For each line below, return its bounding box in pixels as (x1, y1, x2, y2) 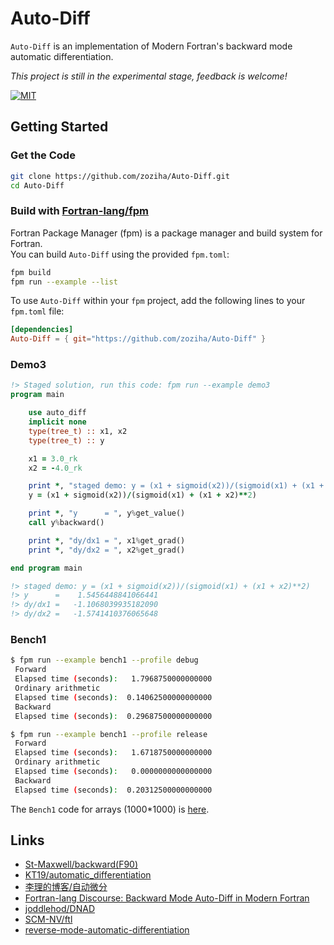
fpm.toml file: (10, 305, 65, 317)
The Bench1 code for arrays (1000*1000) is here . (10, 803, 210, 815)
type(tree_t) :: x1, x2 (28, 426, 128, 436)
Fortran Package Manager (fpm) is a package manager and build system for (10, 227, 323, 239)
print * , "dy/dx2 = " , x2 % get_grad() (28, 545, 186, 555)
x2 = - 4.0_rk (28, 463, 83, 473)
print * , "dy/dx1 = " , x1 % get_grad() (28, 535, 186, 546)
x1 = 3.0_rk (28, 453, 78, 464)
